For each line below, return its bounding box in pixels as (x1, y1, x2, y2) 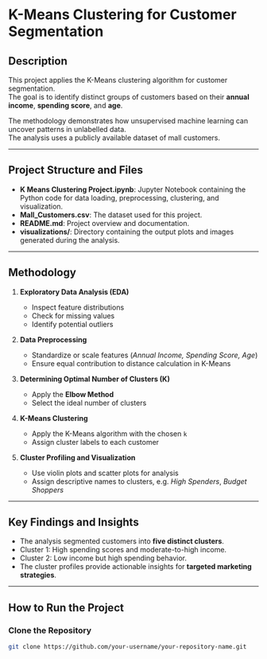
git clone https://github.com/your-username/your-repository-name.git (8, 643, 247, 651)
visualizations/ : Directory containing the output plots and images (19, 227, 234, 236)
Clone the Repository (8, 625, 92, 636)
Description (8, 54, 68, 68)
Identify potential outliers (31, 319, 114, 329)
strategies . (19, 571, 57, 580)
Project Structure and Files (8, 163, 143, 177)
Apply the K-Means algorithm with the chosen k (31, 428, 188, 439)
